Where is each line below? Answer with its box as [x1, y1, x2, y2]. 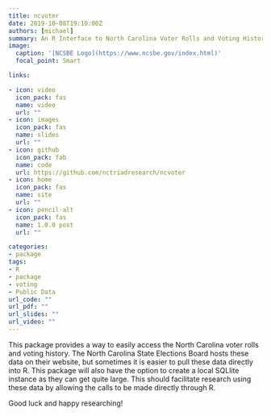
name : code [15, 160, 52, 169]
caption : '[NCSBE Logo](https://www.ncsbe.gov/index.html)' [15, 49, 222, 57]
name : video [15, 101, 56, 109]
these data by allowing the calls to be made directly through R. [8, 382, 216, 392]
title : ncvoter [8, 11, 60, 20]
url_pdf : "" [8, 303, 48, 311]
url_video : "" [8, 318, 56, 327]
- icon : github [8, 146, 60, 154]
